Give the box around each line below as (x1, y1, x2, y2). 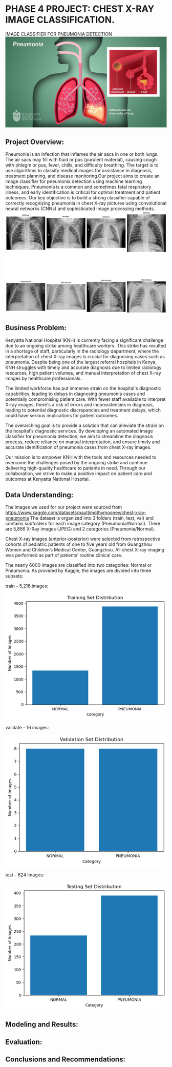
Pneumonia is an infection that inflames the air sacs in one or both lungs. (5, 151, 159, 157)
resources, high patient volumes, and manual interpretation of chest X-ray (5, 370, 161, 376)
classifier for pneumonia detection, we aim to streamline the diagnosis (5, 433, 154, 439)
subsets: (5, 573, 24, 579)
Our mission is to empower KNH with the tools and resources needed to (5, 454, 157, 460)
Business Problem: (5, 323, 67, 332)
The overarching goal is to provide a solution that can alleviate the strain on (5, 422, 164, 428)
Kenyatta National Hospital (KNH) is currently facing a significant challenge (5, 337, 164, 343)
